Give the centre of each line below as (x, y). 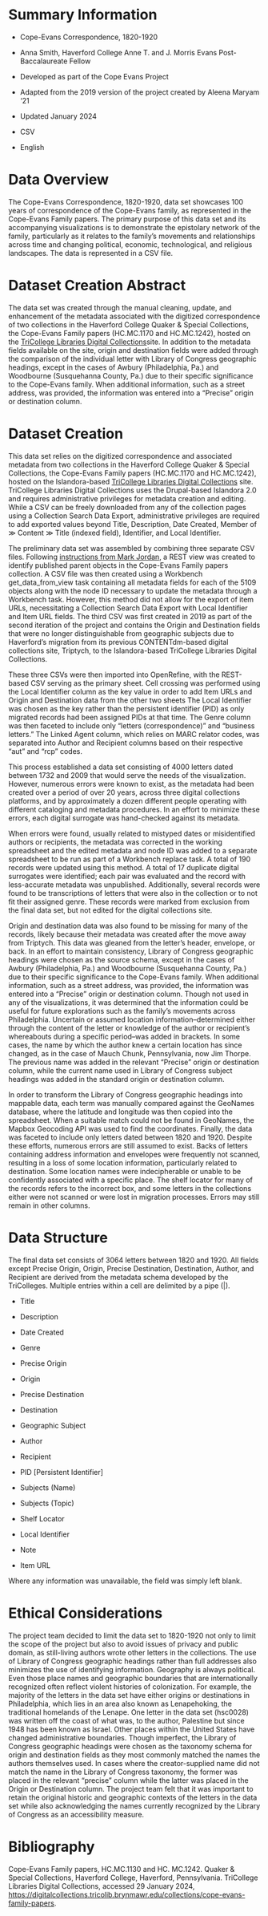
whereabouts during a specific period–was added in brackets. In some (124, 1036)
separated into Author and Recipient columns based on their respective (126, 743)
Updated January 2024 (58, 116)
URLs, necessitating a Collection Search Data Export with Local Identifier (128, 608)
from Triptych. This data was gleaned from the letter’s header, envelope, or (132, 942)
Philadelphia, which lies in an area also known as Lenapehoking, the (120, 1703)
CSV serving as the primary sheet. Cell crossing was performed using (146, 683)
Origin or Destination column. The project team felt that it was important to (131, 1788)
